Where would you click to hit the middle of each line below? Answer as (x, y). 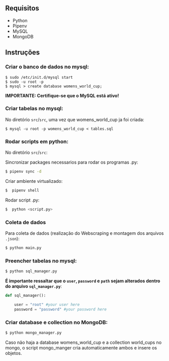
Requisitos (22, 8)
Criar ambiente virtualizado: (34, 181)
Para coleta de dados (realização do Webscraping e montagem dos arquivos (84, 233)
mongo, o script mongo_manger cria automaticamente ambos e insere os (81, 347)
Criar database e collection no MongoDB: (57, 322)
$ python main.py (23, 248)
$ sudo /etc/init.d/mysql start (39, 77)
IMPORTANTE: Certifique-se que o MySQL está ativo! (62, 95)
